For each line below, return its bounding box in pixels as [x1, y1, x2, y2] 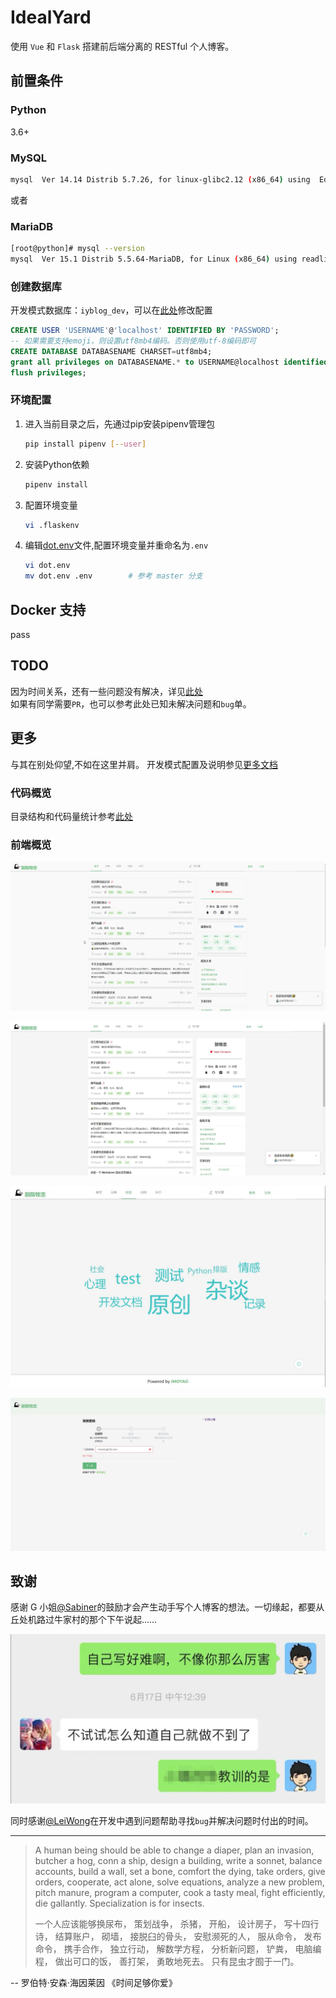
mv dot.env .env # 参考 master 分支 [24, 571, 203, 581]
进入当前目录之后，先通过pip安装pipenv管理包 [24, 417, 215, 430]
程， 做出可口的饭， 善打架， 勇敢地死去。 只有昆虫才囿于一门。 [34, 1955, 300, 1967]
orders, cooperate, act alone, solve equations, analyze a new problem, [34, 1876, 325, 1888]
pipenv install [24, 479, 89, 490]
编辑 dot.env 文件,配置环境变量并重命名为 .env [24, 539, 209, 551]
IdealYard [10, 6, 92, 29]
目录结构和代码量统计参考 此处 [10, 810, 133, 822]
